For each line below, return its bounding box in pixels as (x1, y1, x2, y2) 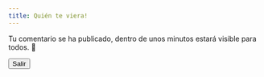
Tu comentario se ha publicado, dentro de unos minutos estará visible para (8, 34, 257, 43)
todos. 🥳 (8, 42, 36, 52)
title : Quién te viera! (8, 11, 89, 20)
